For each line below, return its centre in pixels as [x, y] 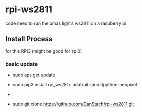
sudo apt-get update [34, 75]
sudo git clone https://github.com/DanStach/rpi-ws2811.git [73, 104]
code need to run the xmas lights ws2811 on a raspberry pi [66, 23]
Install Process [29, 39]
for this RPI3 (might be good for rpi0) [44, 51]
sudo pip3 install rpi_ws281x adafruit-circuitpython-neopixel [75, 85]
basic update [21, 64]
